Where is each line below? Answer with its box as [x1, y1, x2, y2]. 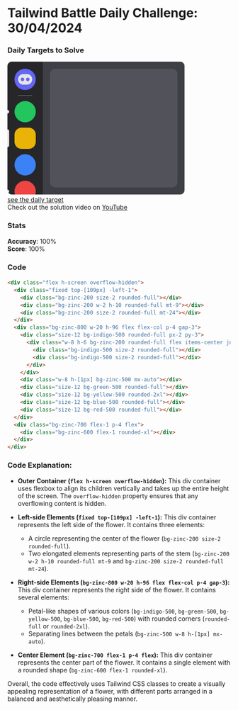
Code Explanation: [7, 461, 72, 470]
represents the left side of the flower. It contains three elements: [17, 520, 205, 529]
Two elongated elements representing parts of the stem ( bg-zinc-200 [28, 549, 230, 558]
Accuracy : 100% [7, 237, 57, 245]
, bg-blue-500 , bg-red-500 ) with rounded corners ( [59, 614, 205, 623]
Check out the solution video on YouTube [7, 203, 127, 212]
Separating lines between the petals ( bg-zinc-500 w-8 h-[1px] [28, 629, 210, 638]
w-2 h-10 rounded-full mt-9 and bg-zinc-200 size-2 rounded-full [28, 556, 225, 565]
